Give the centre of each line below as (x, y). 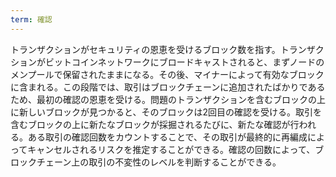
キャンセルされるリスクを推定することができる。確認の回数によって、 (171, 149)
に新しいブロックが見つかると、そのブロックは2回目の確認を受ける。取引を (166, 112)
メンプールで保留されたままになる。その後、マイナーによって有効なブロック (167, 74)
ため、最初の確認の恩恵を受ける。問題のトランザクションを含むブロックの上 (168, 99)
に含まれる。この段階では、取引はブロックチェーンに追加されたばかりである (168, 87)
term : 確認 (31, 19)
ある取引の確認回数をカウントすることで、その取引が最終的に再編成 (167, 137)
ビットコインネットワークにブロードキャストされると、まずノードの (184, 62)
